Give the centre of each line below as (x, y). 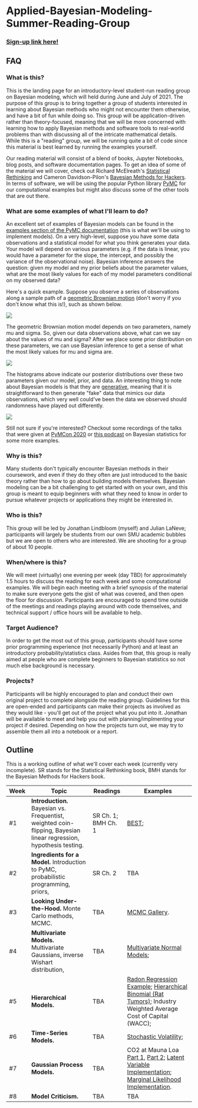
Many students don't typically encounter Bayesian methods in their (88, 469)
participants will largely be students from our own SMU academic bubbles (96, 534)
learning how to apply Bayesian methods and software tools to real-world (95, 128)
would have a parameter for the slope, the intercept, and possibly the (90, 255)
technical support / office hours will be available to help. (74, 612)
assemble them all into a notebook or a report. (62, 731)
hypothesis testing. (58, 845)
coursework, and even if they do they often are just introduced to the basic (97, 475)
